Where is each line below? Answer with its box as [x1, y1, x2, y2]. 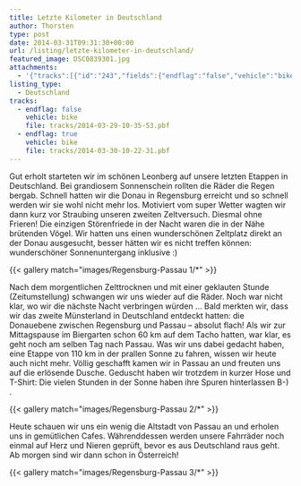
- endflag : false [17, 105, 82, 114]
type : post [9, 30, 50, 38]
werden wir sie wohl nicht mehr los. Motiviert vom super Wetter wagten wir [9, 199, 287, 210]
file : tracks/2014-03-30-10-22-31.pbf [25, 146, 170, 155]
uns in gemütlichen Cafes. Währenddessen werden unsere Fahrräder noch [9, 431, 285, 441]
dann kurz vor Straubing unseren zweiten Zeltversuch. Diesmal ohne [9, 209, 262, 219]
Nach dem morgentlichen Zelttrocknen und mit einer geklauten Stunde [9, 281, 270, 292]
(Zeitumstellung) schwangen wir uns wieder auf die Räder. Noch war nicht [9, 291, 284, 302]
